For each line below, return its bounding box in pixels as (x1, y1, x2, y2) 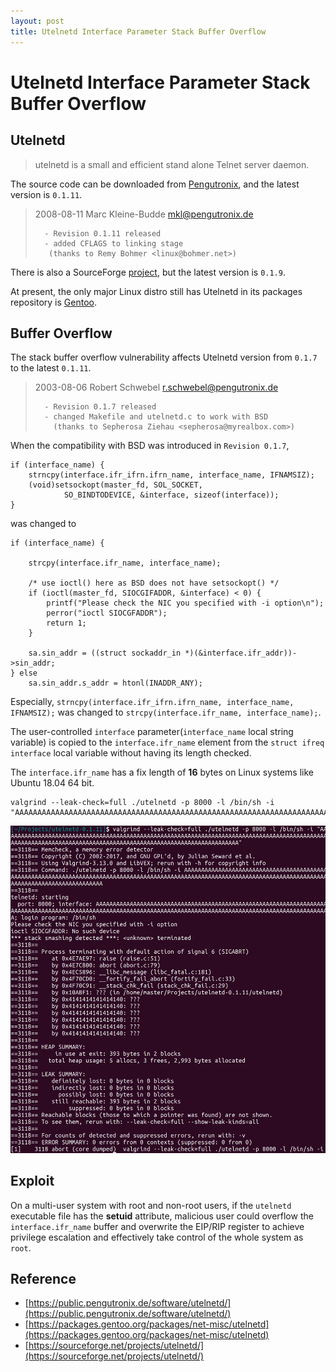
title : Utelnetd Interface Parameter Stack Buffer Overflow (10, 26, 267, 37)
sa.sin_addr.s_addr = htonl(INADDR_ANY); (28, 678, 203, 689)
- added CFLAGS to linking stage (44, 238, 184, 249)
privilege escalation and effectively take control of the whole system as (10, 1231, 304, 1243)
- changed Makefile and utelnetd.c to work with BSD (44, 412, 269, 422)
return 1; (46, 618, 87, 629)
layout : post (10, 16, 65, 26)
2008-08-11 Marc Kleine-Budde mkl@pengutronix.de (34, 208, 254, 220)
